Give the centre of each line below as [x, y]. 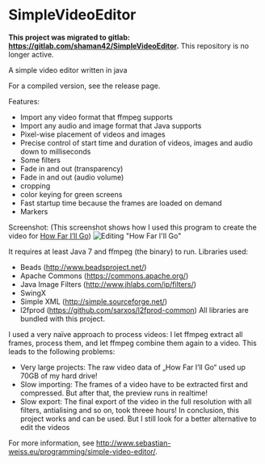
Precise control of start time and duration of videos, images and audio [136, 142]
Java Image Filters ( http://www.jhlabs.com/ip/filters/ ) [108, 284]
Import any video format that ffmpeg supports [97, 117]
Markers [34, 211]
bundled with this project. [62, 318]
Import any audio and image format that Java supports [111, 125]
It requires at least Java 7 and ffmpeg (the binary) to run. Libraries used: [128, 251]
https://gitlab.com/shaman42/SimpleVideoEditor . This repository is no [128, 45]
